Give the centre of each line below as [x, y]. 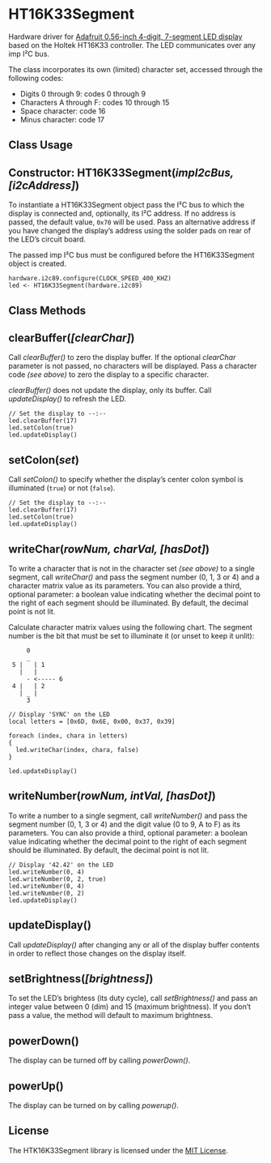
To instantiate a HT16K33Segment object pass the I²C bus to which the [127, 205]
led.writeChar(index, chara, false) [77, 750]
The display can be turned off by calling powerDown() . [100, 1060]
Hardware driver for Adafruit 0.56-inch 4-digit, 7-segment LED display [125, 36]
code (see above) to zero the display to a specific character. [108, 374]
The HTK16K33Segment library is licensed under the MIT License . [119, 1150]
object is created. [38, 263]
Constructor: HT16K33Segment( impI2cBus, [121, 172]
